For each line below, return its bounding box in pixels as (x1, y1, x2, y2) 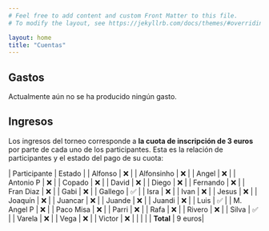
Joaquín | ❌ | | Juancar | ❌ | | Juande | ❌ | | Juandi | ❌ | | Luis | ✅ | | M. (8, 195, 243, 205)
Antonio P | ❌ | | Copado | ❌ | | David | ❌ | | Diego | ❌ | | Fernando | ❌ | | (8, 177, 246, 187)
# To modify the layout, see (8, 19, 106, 27)
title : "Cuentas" (8, 41, 66, 49)
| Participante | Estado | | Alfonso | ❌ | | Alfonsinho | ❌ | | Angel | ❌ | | (8, 169, 236, 178)
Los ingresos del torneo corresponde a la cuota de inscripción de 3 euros (8, 136, 254, 145)
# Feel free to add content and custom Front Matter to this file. (8, 11, 239, 20)
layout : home (8, 34, 52, 42)
